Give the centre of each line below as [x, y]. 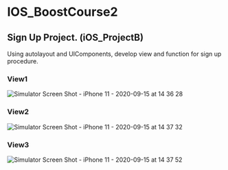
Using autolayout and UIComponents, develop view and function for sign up [114, 54]
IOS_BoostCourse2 [62, 12]
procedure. [23, 61]
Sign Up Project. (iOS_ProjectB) [76, 38]
